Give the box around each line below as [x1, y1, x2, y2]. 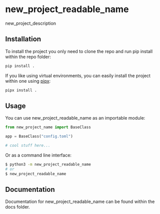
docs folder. [5, 204, 30, 210]
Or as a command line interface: [5, 152, 72, 158]
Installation [5, 35, 41, 43]
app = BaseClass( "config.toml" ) [5, 134, 73, 139]
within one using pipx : [5, 78, 51, 84]
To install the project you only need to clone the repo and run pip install [5, 48, 153, 54]
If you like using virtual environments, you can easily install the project [5, 72, 151, 79]
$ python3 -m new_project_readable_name [5, 162, 92, 167]
